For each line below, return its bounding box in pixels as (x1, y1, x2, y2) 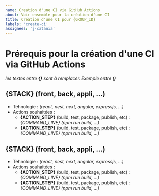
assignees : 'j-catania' (5, 26, 56, 31)
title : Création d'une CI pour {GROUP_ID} (5, 17, 96, 22)
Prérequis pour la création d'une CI (5, 48, 155, 60)
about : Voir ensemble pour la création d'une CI (5, 12, 110, 17)
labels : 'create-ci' (5, 21, 49, 27)
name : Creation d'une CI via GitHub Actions (5, 7, 100, 13)
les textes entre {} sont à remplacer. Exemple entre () (5, 75, 116, 81)
